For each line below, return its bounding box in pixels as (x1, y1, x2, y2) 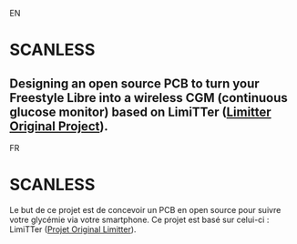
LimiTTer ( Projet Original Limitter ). (9, 223, 137, 235)
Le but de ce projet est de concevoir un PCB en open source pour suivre (9, 204, 282, 215)
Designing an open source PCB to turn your (9, 76, 260, 91)
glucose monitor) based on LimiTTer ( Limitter (9, 104, 271, 119)
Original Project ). (9, 118, 109, 134)
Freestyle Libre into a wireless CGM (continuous (9, 90, 289, 106)
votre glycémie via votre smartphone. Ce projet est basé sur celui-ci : (9, 214, 270, 225)
